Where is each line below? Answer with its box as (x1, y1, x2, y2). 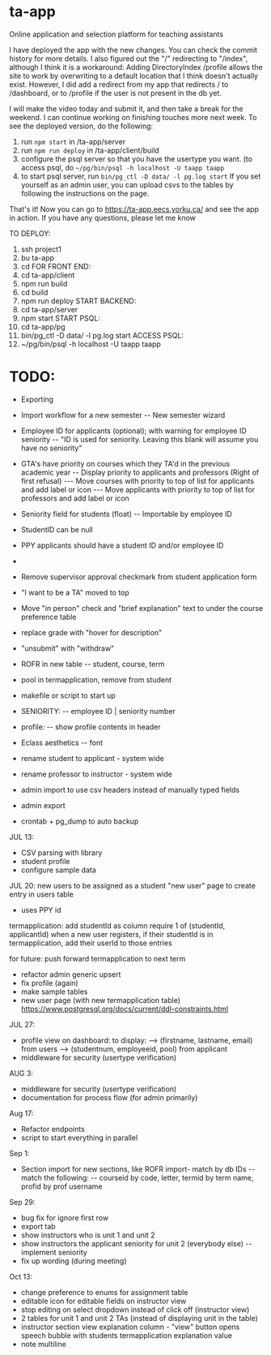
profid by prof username (20, 1181, 103, 1191)
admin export (20, 800, 66, 810)
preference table (20, 612, 77, 622)
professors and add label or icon (20, 493, 130, 503)
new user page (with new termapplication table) (20, 995, 181, 1004)
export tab (20, 1221, 56, 1231)
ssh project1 (20, 244, 61, 254)
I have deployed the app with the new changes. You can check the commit (9, 45, 258, 54)
